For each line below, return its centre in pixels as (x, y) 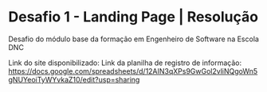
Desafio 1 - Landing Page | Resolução (133, 17)
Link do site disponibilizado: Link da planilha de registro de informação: (125, 63)
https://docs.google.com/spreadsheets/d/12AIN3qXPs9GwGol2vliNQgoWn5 (133, 71)
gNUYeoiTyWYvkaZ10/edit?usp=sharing (74, 79)
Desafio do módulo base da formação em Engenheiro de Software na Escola (133, 39)
